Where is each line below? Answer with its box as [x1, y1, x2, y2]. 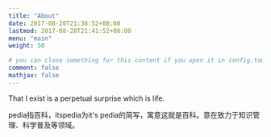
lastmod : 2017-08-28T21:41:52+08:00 [8, 27, 131, 35]
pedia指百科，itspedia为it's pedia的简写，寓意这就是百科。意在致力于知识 [8, 110, 253, 119]
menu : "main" [8, 34, 52, 43]
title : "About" [8, 11, 60, 20]
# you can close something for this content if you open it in [8, 56, 226, 64]
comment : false [8, 64, 60, 73]
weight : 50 [8, 42, 45, 50]
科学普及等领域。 [22, 120, 79, 130]
